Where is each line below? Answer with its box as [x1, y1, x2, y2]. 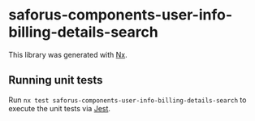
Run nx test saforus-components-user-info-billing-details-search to [8, 95, 247, 105]
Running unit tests [8, 73, 103, 87]
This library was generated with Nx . [8, 50, 127, 59]
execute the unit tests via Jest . [8, 103, 111, 113]
